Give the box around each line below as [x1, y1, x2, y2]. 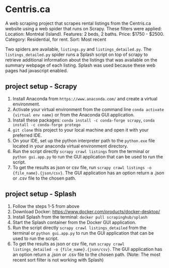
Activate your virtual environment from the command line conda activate [12, 106, 164, 112]
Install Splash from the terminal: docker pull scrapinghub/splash [12, 213, 148, 220]
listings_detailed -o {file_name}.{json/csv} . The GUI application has [12, 246, 162, 252]
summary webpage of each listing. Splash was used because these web [5, 62, 155, 68]
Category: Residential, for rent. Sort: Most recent [5, 36, 106, 42]
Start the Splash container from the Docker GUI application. [12, 219, 136, 225]
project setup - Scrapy [5, 82, 77, 91]
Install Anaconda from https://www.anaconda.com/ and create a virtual [12, 95, 158, 101]
